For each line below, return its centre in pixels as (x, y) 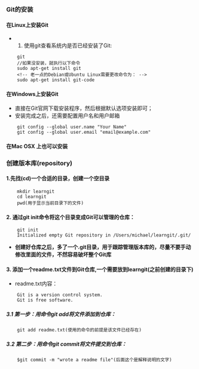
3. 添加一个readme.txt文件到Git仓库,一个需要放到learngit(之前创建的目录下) (100, 269)
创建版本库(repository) (39, 163)
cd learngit (32, 197)
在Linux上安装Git (27, 24)
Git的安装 (20, 9)
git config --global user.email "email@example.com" (84, 133)
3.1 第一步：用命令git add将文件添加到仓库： (61, 314)
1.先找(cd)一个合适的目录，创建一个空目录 (58, 179)
